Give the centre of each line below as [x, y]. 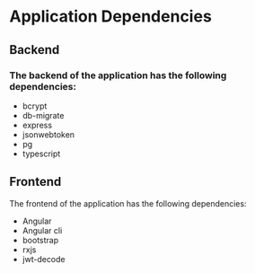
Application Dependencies [111, 17]
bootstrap [40, 240]
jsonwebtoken [48, 134]
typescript [41, 154]
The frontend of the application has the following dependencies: [128, 203]
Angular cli [42, 230]
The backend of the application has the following [118, 75]
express [37, 125]
